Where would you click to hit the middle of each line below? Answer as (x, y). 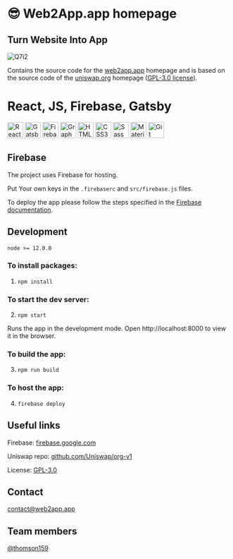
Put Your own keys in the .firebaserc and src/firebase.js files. (100, 188)
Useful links (34, 426)
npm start (32, 315)
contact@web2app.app (41, 509)
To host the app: (36, 388)
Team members (42, 531)
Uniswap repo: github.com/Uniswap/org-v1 (70, 456)
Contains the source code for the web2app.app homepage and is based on (116, 70)
